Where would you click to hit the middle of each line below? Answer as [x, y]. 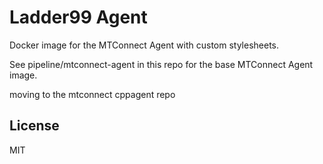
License [34, 126]
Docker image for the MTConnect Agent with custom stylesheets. [144, 45]
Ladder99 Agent [78, 17]
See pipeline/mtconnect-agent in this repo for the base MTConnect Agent [161, 64]
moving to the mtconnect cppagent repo [92, 94]
